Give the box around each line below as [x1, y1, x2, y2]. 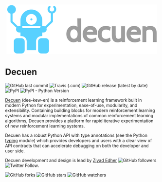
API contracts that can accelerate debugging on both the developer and [5, 143, 149, 148]
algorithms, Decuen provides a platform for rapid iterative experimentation [5, 118, 154, 124]
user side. [5, 148, 25, 154]
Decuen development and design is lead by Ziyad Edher [5, 157, 117, 163]
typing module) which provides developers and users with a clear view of [5, 137, 152, 143]
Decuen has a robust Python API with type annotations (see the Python [5, 132, 147, 138]
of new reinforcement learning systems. [5, 123, 85, 128]
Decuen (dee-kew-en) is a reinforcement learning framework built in [5, 97, 142, 103]
